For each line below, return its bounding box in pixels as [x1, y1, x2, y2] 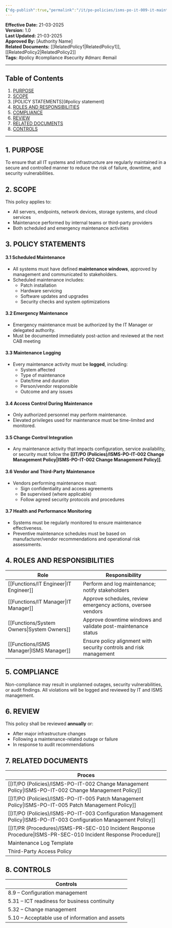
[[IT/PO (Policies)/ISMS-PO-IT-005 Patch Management [8, 795, 144, 802]
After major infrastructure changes [12, 731, 86, 737]
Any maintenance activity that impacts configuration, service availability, [12, 446, 166, 452]
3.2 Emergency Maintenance [5, 310, 68, 317]
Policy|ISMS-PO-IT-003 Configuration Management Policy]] [8, 816, 156, 824]
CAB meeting [12, 338, 41, 344]
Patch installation [20, 282, 57, 288]
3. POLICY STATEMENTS [5, 240, 86, 249]
